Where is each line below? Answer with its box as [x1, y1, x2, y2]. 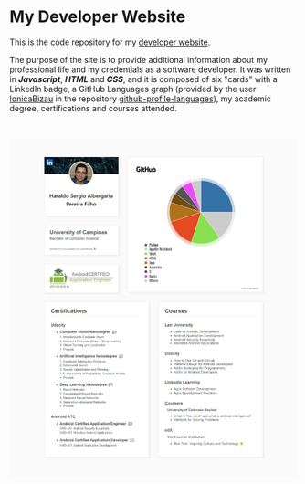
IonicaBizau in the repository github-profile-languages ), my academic [9, 93, 272, 104]
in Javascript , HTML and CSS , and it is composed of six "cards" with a [9, 73, 279, 84]
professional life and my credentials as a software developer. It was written [9, 64, 291, 75]
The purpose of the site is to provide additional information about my [9, 54, 268, 65]
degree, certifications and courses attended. [9, 102, 177, 113]
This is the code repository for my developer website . [9, 37, 211, 47]
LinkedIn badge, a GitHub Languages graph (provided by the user [9, 83, 257, 94]
